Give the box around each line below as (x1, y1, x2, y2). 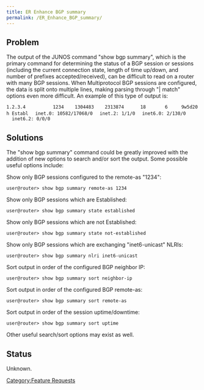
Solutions (6, 132, 44, 143)
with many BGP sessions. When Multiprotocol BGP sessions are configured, (6, 79, 197, 87)
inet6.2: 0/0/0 (12, 116, 51, 122)
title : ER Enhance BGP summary (6, 9, 86, 15)
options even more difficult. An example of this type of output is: (6, 92, 169, 99)
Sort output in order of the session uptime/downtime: (6, 309, 140, 316)
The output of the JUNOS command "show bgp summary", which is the (6, 53, 186, 61)
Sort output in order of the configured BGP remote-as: (6, 286, 142, 294)
